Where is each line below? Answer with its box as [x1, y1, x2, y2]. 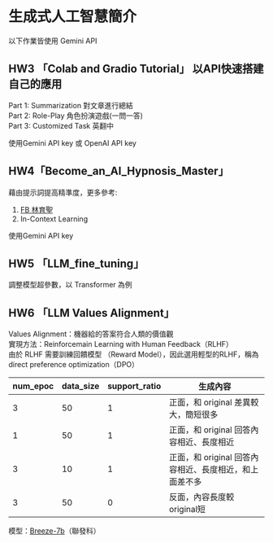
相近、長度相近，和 [177, 464, 251, 475]
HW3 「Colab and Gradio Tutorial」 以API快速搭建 [8, 62, 264, 76]
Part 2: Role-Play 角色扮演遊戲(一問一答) [8, 111, 144, 120]
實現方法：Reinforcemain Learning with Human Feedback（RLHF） [8, 339, 233, 349]
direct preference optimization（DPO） [8, 360, 140, 370]
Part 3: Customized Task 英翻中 [8, 120, 114, 130]
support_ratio [106, 380, 162, 392]
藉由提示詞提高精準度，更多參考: [8, 187, 118, 197]
